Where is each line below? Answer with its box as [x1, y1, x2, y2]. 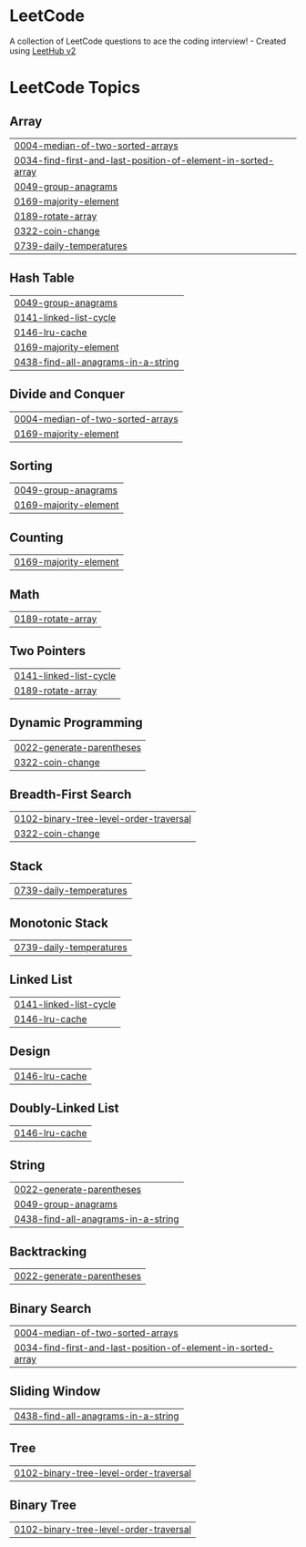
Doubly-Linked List [9, 1101, 119, 1116]
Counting [9, 529, 64, 545]
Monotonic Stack [9, 915, 109, 930]
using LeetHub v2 [9, 45, 76, 56]
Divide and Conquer [9, 386, 126, 402]
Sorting [9, 457, 53, 474]
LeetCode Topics [9, 77, 141, 98]
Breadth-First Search [9, 787, 132, 803]
